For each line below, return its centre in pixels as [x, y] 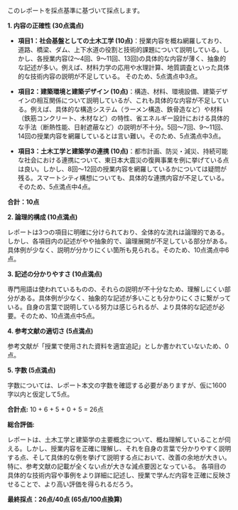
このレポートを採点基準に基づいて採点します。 [76, 10]
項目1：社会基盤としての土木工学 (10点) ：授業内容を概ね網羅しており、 [121, 41]
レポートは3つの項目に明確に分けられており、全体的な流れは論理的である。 [118, 232]
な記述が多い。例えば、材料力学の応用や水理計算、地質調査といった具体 [123, 67]
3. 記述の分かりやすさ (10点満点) [55, 274]
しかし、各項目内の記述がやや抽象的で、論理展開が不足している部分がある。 [119, 241]
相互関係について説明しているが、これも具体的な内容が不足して [130, 100]
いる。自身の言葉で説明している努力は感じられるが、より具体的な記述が [113, 307]
